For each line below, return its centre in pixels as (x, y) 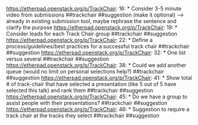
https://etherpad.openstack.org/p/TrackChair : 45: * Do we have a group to (97, 97)
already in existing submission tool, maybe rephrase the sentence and (91, 21)
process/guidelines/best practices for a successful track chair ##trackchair (98, 46)
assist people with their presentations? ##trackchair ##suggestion (87, 103)
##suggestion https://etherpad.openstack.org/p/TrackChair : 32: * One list (96, 52)
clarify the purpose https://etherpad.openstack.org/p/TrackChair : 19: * (92, 27)
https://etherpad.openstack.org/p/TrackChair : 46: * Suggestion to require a (98, 109)
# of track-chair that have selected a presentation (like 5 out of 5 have (91, 84)
